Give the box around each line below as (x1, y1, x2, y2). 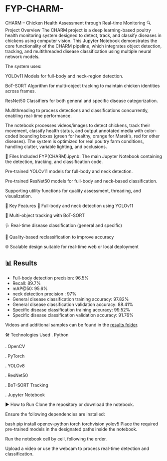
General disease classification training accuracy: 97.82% (12, 296, 129, 302)
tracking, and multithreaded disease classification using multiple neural (5, 48, 152, 54)
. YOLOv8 (5, 362, 25, 368)
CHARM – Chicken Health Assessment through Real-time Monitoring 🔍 (5, 19, 151, 25)
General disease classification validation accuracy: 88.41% (12, 301, 134, 307)
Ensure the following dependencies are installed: (5, 411, 105, 417)
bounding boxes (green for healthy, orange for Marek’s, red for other (19, 133, 160, 139)
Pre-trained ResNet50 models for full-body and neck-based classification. (5, 178, 158, 184)
